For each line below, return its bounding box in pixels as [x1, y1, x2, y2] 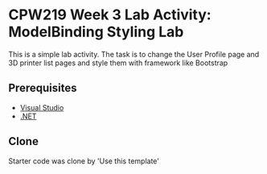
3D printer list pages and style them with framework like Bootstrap [8, 58, 228, 68]
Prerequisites [8, 81, 77, 95]
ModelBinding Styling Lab [8, 23, 184, 41]
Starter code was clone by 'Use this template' [8, 155, 159, 166]
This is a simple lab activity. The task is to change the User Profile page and [8, 49, 260, 59]
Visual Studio [19, 102, 64, 112]
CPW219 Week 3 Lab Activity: [8, 6, 212, 24]
